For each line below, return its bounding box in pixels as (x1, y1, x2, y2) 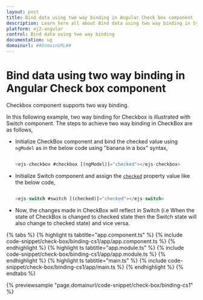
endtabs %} (6, 270, 36, 277)
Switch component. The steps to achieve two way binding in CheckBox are (6, 119, 193, 127)
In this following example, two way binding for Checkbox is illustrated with (6, 113, 191, 120)
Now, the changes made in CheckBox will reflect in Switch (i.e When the (14, 206, 195, 214)
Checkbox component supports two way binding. (6, 101, 129, 109)
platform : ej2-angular (6, 25, 63, 32)
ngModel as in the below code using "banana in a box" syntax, (14, 144, 168, 151)
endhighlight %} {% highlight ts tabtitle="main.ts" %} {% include (6, 256, 167, 264)
